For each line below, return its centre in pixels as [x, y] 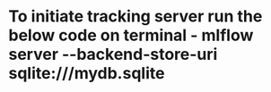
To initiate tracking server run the [135, 17]
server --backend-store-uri [113, 54]
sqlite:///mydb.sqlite [87, 74]
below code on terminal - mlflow [131, 35]
